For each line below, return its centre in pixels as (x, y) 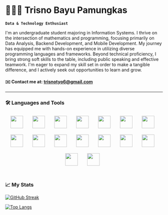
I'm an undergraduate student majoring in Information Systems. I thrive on (81, 32)
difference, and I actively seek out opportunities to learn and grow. (74, 70)
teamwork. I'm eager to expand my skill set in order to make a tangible (77, 64)
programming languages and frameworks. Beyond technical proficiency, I (81, 54)
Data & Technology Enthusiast (37, 23)
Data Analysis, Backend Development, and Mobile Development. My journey (83, 43)
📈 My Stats (19, 185)
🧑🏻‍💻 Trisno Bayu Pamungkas (66, 10)
